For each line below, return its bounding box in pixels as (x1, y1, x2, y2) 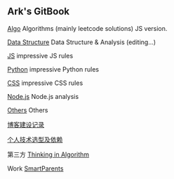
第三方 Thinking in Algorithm (7, 150, 90, 159)
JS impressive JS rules (7, 51, 74, 60)
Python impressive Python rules (7, 65, 100, 73)
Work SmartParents (7, 164, 64, 173)
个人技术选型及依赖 (7, 135, 63, 143)
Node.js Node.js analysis (7, 92, 79, 100)
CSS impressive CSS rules (7, 79, 83, 87)
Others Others (7, 105, 48, 114)
